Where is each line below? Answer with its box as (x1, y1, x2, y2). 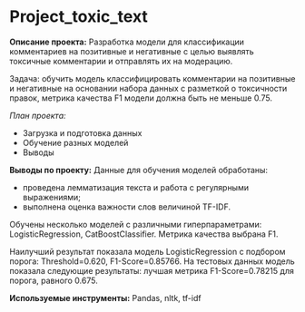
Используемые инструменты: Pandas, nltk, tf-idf (9, 292, 202, 303)
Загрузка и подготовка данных (22, 127, 143, 138)
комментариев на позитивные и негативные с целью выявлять (9, 45, 254, 56)
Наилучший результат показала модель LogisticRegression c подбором (9, 246, 286, 257)
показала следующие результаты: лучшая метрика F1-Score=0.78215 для (9, 265, 295, 276)
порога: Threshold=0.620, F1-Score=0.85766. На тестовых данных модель (9, 256, 295, 267)
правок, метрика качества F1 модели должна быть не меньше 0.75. (9, 93, 272, 103)
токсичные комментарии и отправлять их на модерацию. (9, 55, 233, 66)
